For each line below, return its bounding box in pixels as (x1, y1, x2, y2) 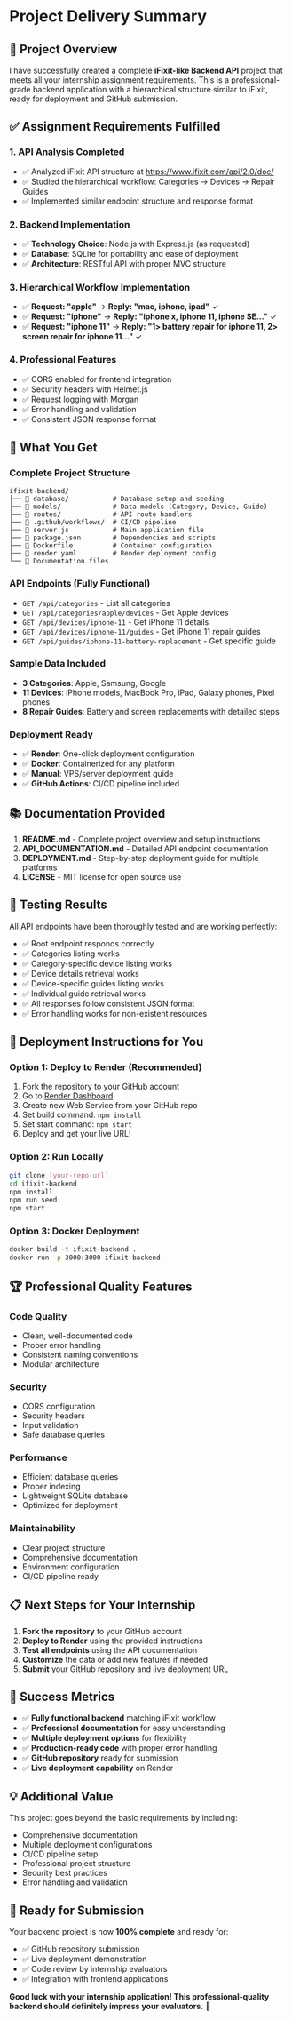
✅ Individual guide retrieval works (21, 988, 146, 999)
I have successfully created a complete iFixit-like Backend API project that (9, 65, 284, 76)
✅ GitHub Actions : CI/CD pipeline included (21, 778, 180, 789)
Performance (9, 1451, 68, 1464)
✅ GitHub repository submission (21, 1944, 140, 1954)
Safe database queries (21, 1429, 105, 1441)
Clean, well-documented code (21, 1330, 133, 1341)
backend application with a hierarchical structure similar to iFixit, (32, 84, 268, 94)
